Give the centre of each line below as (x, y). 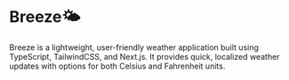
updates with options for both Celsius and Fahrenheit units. (117, 66)
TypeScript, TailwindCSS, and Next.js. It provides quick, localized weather (144, 56)
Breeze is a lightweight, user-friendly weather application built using (134, 47)
